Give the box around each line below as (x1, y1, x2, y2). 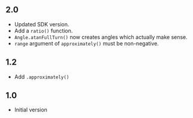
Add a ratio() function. (14, 27, 73, 34)
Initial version (14, 106, 47, 113)
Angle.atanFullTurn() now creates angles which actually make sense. (14, 33, 188, 41)
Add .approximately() (14, 73, 70, 80)
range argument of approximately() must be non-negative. (14, 40, 159, 47)
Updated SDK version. (14, 20, 70, 28)
